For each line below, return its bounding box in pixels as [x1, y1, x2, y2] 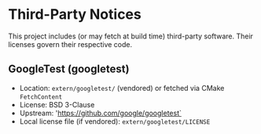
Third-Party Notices [8, 5, 142, 24]
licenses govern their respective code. [8, 39, 133, 49]
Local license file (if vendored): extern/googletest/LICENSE [19, 116, 211, 126]
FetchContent [19, 92, 63, 101]
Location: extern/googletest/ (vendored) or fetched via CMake [19, 83, 225, 92]
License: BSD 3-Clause [19, 100, 95, 109]
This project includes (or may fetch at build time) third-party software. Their [8, 31, 254, 41]
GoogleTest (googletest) [8, 63, 130, 76]
